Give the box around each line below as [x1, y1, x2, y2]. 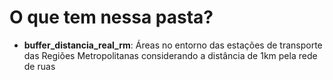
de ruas [23, 60, 56, 72]
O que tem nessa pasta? [9, 6, 214, 29]
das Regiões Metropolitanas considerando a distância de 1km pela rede [23, 49, 318, 61]
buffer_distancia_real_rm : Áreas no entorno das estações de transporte [23, 39, 323, 51]
